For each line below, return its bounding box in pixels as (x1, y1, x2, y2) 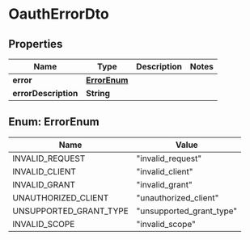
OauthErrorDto (8, 5, 109, 23)
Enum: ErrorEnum (8, 115, 100, 129)
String (86, 88, 111, 99)
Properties (8, 37, 63, 51)
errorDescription (12, 88, 78, 99)
